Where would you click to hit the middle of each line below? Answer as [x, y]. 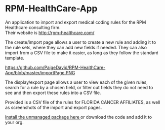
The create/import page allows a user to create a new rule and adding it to [81, 42]
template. [15, 58]
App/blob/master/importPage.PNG [40, 72]
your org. [14, 122]
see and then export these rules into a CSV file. [53, 93]
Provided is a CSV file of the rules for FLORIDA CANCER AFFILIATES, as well [83, 102]
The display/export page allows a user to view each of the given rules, [77, 82]
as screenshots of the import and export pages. [54, 107]
